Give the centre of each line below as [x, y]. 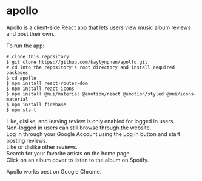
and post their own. [31, 33]
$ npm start [21, 110]
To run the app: [25, 46]
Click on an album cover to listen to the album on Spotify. [78, 160]
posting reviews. [27, 140]
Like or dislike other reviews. [42, 147]
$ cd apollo [21, 78]
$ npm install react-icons [40, 89]
